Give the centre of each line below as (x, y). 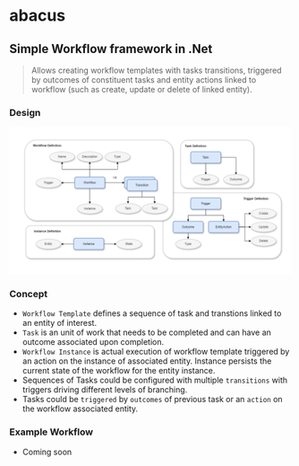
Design (25, 112)
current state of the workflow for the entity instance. (119, 371)
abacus (38, 16)
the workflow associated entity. (80, 409)
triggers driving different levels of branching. (105, 390)
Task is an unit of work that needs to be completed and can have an (146, 332)
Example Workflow (51, 432)
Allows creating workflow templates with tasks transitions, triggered (156, 70)
